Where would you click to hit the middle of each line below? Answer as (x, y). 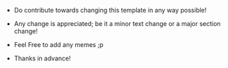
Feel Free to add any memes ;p (59, 45)
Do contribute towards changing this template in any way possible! (110, 10)
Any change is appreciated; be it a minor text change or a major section (117, 23)
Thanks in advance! (42, 58)
